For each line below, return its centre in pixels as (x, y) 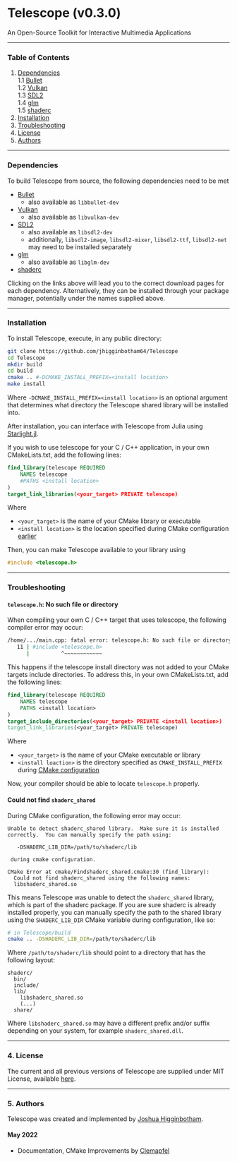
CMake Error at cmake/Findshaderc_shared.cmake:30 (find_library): (109, 872)
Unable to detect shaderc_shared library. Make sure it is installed (113, 828)
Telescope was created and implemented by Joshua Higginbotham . (105, 1119)
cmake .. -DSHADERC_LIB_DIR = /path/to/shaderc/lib (82, 939)
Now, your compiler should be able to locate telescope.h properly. (103, 784)
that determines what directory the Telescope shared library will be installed (118, 405)
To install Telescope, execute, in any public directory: (85, 338)
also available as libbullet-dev (73, 202)
